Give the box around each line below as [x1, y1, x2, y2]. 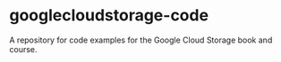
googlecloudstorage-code [9, 5, 209, 26]
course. [9, 43, 38, 54]
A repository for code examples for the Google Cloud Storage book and [9, 35, 273, 45]
